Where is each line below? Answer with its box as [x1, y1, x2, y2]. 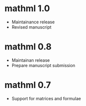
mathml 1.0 [4, 3, 50, 14]
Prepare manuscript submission [11, 62, 76, 68]
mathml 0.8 [4, 41, 52, 53]
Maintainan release [11, 57, 50, 63]
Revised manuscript [11, 24, 52, 30]
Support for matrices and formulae [11, 95, 81, 101]
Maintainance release [11, 19, 55, 25]
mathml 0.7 [4, 80, 52, 90]
